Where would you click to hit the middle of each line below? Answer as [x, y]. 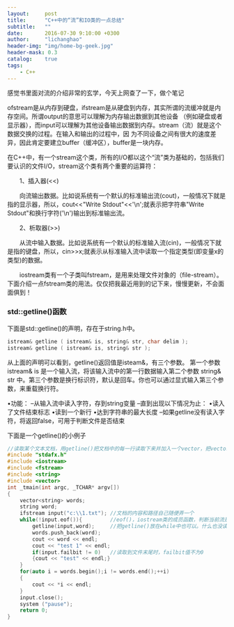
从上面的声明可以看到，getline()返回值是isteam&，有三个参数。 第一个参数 [114, 362]
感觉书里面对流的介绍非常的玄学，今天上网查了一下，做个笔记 [96, 93]
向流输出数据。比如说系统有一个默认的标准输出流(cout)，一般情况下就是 [123, 195]
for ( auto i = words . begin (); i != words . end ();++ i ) [95, 572]
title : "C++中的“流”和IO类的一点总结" [66, 20]
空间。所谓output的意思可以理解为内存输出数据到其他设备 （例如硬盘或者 [118, 116]
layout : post [32, 14]
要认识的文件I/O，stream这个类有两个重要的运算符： [83, 166]
